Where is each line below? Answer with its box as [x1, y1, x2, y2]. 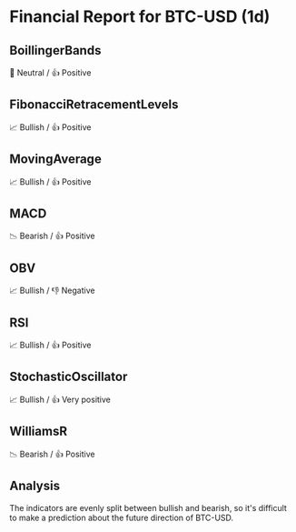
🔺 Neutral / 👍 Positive [9, 67, 92, 78]
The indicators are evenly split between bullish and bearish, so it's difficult [9, 502, 288, 513]
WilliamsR [9, 424, 68, 439]
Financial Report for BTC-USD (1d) [9, 6, 271, 27]
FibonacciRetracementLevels [9, 97, 179, 113]
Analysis [9, 478, 61, 494]
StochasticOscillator [9, 369, 128, 385]
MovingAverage [9, 152, 102, 167]
